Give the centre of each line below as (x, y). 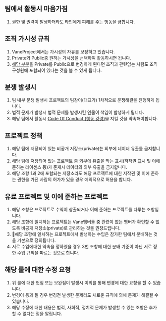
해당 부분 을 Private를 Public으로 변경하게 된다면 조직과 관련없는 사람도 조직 (85, 64)
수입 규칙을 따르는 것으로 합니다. (48, 253)
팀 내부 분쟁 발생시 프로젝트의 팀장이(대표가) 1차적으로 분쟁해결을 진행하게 (83, 100)
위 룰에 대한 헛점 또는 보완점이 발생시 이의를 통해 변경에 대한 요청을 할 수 (82, 282)
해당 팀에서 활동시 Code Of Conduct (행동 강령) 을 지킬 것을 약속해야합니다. (85, 119)
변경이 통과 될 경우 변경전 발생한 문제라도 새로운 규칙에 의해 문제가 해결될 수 (85, 295)
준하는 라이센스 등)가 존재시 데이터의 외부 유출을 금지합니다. (69, 167)
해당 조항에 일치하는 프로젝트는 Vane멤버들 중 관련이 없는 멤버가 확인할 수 (83, 222)
